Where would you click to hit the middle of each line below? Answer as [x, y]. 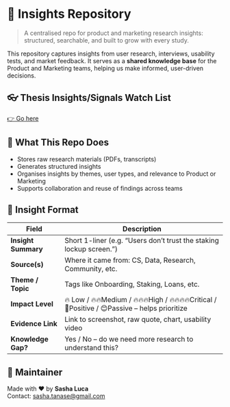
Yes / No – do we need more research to [129, 339]
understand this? [91, 348]
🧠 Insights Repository [69, 14]
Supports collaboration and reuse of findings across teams [100, 188]
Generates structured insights [59, 166]
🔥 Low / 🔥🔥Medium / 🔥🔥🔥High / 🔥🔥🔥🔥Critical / [141, 300]
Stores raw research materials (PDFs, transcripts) [87, 159]
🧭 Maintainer [35, 372]
